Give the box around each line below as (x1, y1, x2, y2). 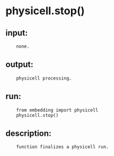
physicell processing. (16, 75, 72, 81)
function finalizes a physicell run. (16, 144, 109, 150)
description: (5, 129, 51, 139)
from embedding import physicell (16, 107, 99, 113)
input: (5, 28, 28, 38)
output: (5, 59, 34, 69)
